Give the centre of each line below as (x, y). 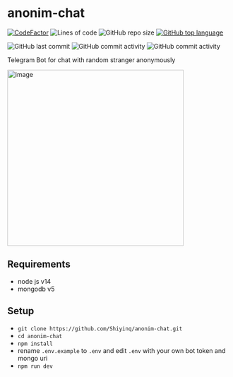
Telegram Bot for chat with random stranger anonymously (91, 60)
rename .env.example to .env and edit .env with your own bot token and (121, 350)
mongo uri (32, 358)
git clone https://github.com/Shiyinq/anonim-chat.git (100, 329)
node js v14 (34, 281)
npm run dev (35, 366)
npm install (35, 344)
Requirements (39, 264)
